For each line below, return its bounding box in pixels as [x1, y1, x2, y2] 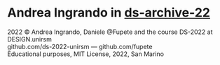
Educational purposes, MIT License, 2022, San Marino [7, 50, 165, 58]
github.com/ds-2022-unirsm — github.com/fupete [7, 42, 153, 50]
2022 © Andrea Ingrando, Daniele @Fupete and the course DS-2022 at [7, 28, 213, 36]
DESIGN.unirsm [7, 35, 53, 43]
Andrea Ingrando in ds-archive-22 [7, 5, 210, 21]
